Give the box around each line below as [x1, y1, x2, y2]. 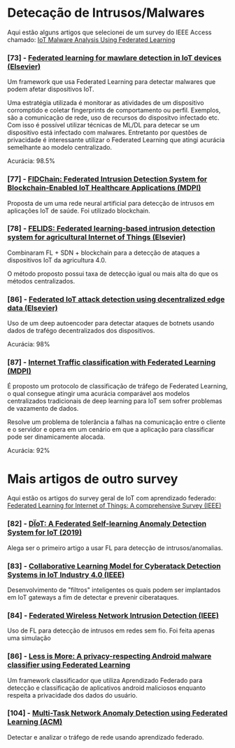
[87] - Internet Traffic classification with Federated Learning [7, 358, 216, 367]
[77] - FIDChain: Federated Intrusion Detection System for [7, 174, 208, 184]
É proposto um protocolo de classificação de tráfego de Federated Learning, [7, 382, 228, 390]
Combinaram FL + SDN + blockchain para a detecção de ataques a [7, 248, 201, 257]
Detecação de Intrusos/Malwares [7, 5, 205, 21]
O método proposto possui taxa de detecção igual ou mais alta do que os [7, 269, 219, 278]
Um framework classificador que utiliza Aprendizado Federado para [7, 676, 203, 684]
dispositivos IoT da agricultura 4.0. [7, 255, 107, 264]
